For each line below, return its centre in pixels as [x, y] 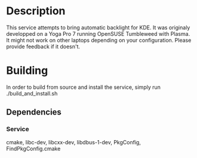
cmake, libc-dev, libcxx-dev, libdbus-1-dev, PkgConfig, [74, 142]
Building [27, 71]
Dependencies [34, 112]
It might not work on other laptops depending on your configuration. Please [99, 40]
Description [36, 11]
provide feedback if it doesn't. [43, 47]
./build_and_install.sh [32, 93]
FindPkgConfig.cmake [33, 148]
